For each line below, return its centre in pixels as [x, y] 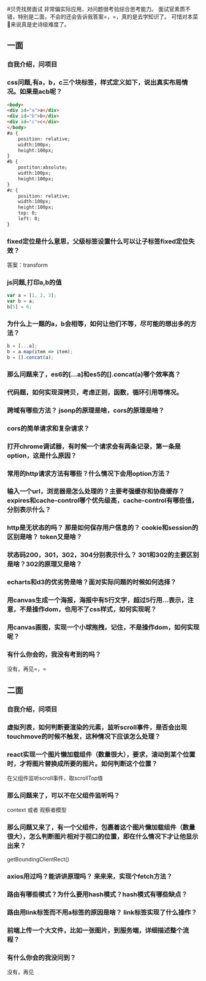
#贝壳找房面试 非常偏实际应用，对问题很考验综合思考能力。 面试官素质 [96, 9]
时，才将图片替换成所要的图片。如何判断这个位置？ [82, 763]
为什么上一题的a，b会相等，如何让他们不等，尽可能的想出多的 [99, 324]
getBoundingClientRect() [38, 860]
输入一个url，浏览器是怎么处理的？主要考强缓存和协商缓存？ [96, 491]
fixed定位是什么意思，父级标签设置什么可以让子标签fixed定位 [98, 241]
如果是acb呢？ [41, 92]
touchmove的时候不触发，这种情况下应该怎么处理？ [84, 736]
